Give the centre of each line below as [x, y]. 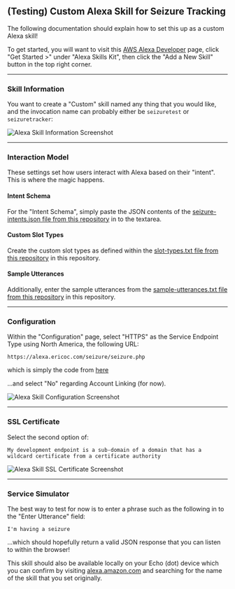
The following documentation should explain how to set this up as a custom [116, 28]
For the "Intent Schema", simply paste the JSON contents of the [99, 211]
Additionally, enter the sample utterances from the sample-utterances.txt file [117, 290]
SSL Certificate [34, 422]
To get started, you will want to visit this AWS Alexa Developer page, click [113, 49]
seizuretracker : [30, 119]
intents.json [24, 219]
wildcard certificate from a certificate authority [84, 456]
